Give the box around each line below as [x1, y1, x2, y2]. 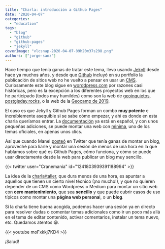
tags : [5, 26, 16, 31]
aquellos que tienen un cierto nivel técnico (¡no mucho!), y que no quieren [5, 178, 155, 184]
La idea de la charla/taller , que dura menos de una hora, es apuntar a [5, 173, 145, 179]
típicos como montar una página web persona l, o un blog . [5, 194, 124, 200]
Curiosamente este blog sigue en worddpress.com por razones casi [5, 83, 143, 88]
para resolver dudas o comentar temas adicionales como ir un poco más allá [5, 209, 160, 215]
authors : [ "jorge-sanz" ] [5, 53, 56, 58]
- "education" [9, 21, 38, 26]
